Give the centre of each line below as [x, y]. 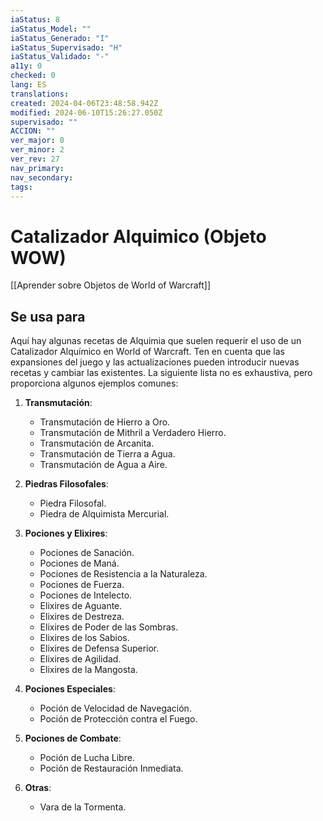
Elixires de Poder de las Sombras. [109, 627]
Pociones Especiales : [70, 689]
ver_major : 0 [37, 141]
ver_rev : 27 [35, 159]
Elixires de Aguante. [81, 606]
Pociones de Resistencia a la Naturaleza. [123, 574]
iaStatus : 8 [35, 19]
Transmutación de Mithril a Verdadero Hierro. [133, 433]
